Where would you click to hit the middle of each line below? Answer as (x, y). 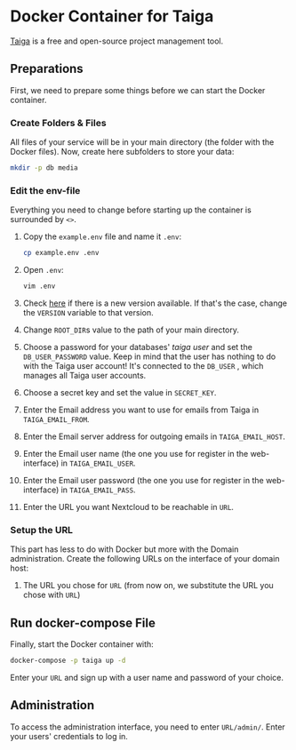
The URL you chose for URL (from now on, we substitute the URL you (148, 586)
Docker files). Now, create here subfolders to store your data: (122, 152)
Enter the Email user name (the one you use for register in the (136, 453)
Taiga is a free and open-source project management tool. (117, 41)
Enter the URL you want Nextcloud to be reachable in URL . (128, 507)
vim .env (39, 286)
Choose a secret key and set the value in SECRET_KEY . (120, 392)
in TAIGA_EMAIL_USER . (98, 463)
